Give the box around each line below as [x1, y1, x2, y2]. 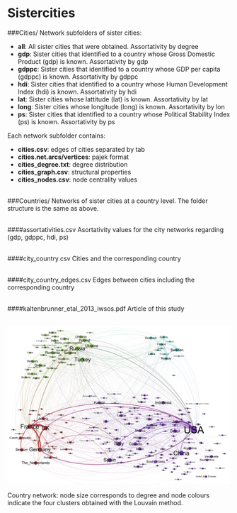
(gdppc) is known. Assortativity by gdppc [17, 72, 139, 81]
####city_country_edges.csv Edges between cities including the [7, 275, 195, 284]
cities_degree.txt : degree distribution [17, 160, 128, 168]
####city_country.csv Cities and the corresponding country [7, 254, 182, 263]
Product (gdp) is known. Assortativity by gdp [17, 57, 149, 65]
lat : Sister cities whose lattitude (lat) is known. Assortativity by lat [17, 94, 209, 104]
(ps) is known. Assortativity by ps [17, 117, 115, 126]
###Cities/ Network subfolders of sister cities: [7, 28, 142, 37]
